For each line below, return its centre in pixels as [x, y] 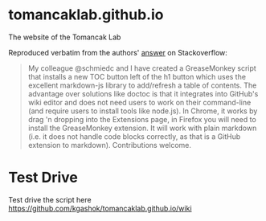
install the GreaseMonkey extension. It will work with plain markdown [142, 128]
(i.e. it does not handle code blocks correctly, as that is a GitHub [134, 136]
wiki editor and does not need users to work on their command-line [139, 102]
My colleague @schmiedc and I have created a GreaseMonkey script [142, 68]
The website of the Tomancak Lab [65, 37]
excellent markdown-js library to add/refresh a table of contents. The [142, 85]
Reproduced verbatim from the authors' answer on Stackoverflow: [118, 52]
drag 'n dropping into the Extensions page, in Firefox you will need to [142, 119]
